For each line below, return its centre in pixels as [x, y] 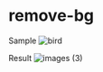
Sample [23, 40]
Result [20, 58]
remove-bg [51, 16]
